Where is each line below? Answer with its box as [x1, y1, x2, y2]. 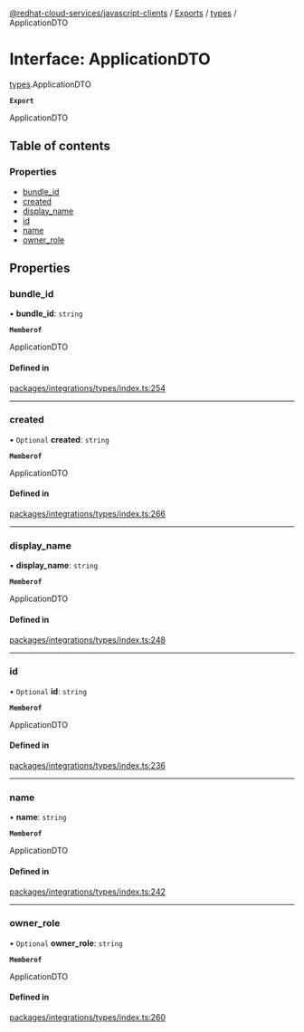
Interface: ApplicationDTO [9, 49, 211, 70]
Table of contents [9, 139, 110, 154]
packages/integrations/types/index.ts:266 [9, 509, 166, 520]
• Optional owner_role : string [9, 937, 124, 949]
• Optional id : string [9, 685, 88, 696]
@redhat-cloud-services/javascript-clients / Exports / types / [9, 8, 237, 18]
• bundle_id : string [9, 308, 83, 320]
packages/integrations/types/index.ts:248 [9, 634, 166, 645]
